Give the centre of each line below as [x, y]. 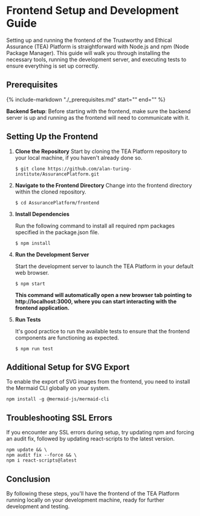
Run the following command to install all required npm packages [95, 226]
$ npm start [30, 284]
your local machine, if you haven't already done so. [79, 157]
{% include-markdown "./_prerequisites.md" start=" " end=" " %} [86, 99]
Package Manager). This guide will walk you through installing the [88, 53]
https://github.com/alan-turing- [89, 169]
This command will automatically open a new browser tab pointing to [103, 295]
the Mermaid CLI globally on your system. [58, 388]
